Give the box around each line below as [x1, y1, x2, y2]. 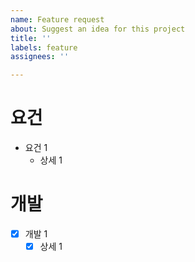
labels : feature [10, 42, 78, 53]
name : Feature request [10, 14, 105, 25]
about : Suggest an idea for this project [10, 24, 186, 34]
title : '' [10, 33, 52, 43]
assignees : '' [10, 52, 70, 62]
